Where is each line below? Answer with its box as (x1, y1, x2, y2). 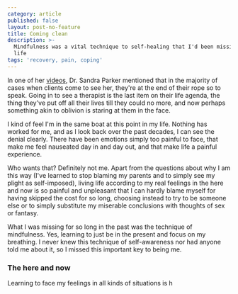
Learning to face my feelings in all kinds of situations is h (7, 279, 174, 288)
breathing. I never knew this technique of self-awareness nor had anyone (7, 237, 222, 246)
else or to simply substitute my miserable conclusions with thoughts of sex (7, 201, 225, 210)
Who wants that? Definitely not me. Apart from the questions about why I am (7, 164, 231, 172)
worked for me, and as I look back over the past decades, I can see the (7, 127, 215, 135)
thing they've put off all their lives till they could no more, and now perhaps (7, 98, 226, 107)
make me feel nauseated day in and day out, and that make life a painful (7, 142, 217, 151)
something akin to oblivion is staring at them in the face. (7, 106, 171, 114)
